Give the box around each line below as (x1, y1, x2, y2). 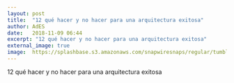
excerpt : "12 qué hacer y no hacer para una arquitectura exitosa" (7, 36, 208, 43)
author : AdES (7, 23, 45, 30)
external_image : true (7, 42, 70, 49)
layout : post (7, 10, 45, 17)
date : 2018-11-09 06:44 (7, 29, 82, 37)
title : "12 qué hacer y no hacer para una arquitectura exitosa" (7, 17, 204, 24)
